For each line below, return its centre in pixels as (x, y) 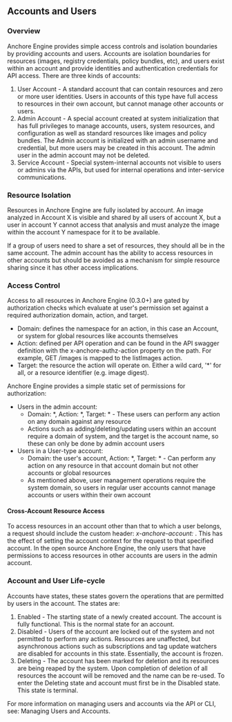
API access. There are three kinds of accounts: (74, 75)
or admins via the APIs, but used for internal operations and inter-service (120, 169)
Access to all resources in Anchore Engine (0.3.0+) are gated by (98, 301)
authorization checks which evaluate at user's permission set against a (108, 308)
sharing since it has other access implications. (73, 267)
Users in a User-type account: (60, 451)
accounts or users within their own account (89, 495)
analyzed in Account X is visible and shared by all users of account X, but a (114, 217)
